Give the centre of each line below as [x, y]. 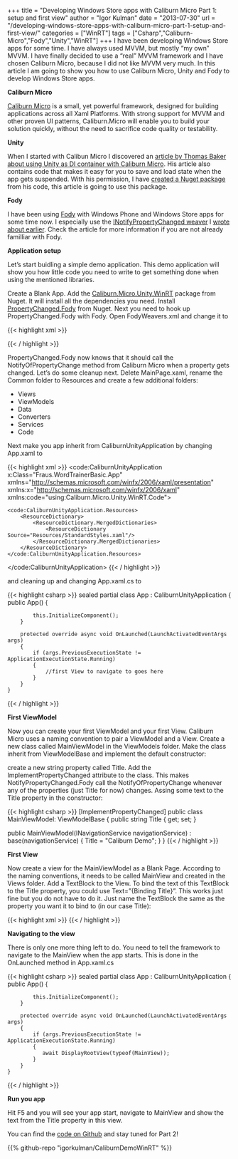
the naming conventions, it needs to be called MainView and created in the [117, 876]
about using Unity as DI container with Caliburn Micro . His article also [109, 164]
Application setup [34, 251]
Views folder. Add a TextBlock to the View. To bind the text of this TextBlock [118, 883]
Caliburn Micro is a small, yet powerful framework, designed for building [113, 106]
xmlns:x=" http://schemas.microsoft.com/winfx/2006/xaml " [93, 490]
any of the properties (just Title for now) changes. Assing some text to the [115, 790]
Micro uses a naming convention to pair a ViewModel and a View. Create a [116, 739]
